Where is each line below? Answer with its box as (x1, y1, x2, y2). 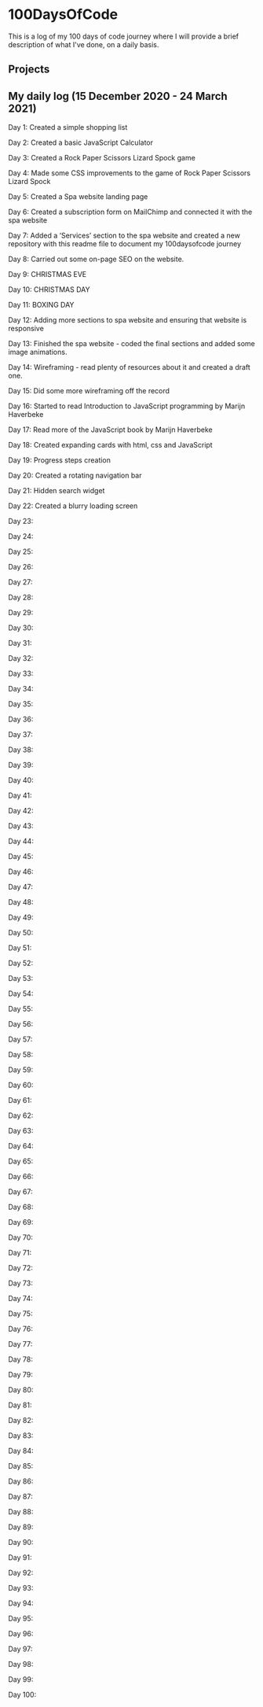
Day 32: (8, 654, 34, 663)
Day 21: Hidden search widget (8, 486, 105, 496)
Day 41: (8, 791, 33, 800)
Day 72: (8, 1263, 34, 1273)
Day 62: (8, 1111, 34, 1120)
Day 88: (8, 1507, 34, 1517)
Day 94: (8, 1598, 34, 1608)
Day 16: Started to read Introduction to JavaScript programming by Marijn (8, 401, 246, 411)
